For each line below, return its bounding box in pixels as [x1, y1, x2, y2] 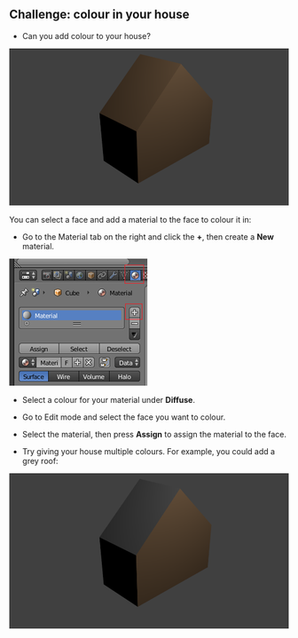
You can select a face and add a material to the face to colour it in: [9, 215, 252, 225]
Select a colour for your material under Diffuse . [21, 395, 195, 406]
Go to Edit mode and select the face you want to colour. [21, 412, 226, 422]
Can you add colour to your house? [21, 30, 151, 41]
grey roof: [21, 456, 59, 467]
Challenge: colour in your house [9, 7, 190, 22]
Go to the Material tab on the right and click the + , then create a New [21, 232, 275, 242]
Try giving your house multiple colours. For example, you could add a [21, 446, 276, 457]
